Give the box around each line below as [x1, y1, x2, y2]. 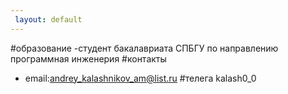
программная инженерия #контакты [10, 52, 167, 65]
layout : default [14, 14, 83, 25]
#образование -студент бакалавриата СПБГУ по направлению [10, 42, 279, 54]
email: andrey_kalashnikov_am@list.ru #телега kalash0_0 [24, 72, 257, 84]
